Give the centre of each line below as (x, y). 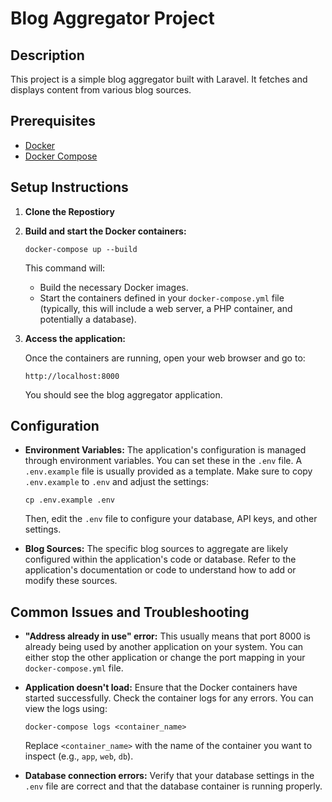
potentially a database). (88, 319)
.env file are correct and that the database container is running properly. (173, 786)
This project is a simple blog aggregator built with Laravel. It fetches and (159, 79)
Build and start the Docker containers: (105, 231)
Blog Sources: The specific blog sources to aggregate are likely (156, 549)
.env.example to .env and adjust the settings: (116, 482)
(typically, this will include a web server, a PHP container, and (166, 308)
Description (47, 55)
